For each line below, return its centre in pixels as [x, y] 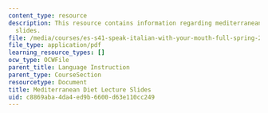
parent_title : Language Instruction [69, 68]
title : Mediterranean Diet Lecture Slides [80, 90]
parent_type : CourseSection [55, 75]
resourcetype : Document [48, 82]
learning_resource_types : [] [57, 53]
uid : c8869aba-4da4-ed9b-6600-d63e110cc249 [82, 97]
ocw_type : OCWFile [39, 60]
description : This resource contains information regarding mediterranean [135, 23]
